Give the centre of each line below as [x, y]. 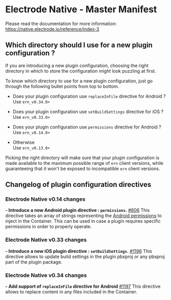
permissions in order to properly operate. [48, 227]
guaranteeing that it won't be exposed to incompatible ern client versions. [83, 168]
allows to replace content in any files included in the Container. [71, 292]
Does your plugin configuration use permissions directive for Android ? [87, 127]
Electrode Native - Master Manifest [81, 9]
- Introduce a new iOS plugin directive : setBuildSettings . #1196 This [79, 251]
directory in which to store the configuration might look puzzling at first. [81, 71]
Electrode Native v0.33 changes [46, 240]
